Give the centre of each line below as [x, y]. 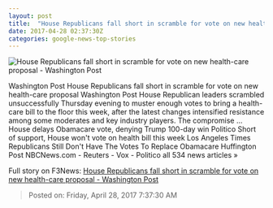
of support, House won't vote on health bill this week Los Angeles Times [130, 138]
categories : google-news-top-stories [72, 39]
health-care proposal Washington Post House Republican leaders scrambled [136, 95]
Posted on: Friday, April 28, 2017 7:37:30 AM [102, 195]
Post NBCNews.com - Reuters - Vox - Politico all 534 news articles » [123, 155]
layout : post [30, 16]
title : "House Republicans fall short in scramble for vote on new [127, 24]
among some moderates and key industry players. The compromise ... [126, 121]
